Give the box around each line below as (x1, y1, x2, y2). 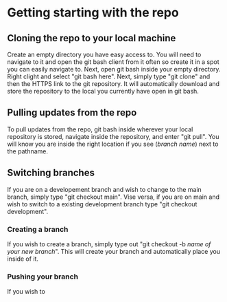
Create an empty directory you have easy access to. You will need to (7, 50, 202, 58)
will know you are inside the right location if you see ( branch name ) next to (7, 140, 219, 148)
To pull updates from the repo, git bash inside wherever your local (7, 125, 193, 133)
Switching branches (7, 167, 95, 179)
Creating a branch (7, 224, 69, 234)
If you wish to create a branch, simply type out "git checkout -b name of (7, 239, 211, 248)
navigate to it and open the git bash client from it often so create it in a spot (7, 58, 219, 66)
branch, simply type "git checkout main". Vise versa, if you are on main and (7, 193, 219, 201)
